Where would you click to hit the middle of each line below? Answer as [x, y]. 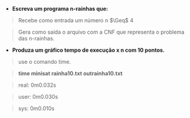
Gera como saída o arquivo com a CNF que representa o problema [101, 32]
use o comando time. [45, 62]
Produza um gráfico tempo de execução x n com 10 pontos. [88, 50]
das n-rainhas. [36, 38]
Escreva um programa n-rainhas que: [60, 9]
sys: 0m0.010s [36, 108]
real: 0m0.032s [37, 85]
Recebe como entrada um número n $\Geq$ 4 [76, 20]
